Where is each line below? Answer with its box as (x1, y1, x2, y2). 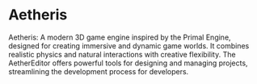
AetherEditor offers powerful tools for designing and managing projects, (8, 58, 248, 68)
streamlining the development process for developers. (8, 66, 189, 76)
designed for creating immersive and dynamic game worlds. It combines (8, 40, 250, 50)
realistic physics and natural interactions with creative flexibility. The (8, 49, 236, 59)
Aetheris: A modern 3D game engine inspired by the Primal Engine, (8, 32, 232, 42)
